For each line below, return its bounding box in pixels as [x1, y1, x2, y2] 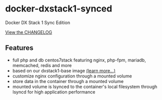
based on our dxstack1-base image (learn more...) [12, 67, 116, 73]
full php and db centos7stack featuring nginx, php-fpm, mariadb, [12, 57, 146, 63]
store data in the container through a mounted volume [12, 78, 124, 84]
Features [5, 43, 33, 52]
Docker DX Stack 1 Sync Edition [5, 19, 70, 25]
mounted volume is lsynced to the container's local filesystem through [12, 83, 157, 89]
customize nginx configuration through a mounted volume [12, 73, 132, 79]
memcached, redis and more [12, 62, 72, 68]
